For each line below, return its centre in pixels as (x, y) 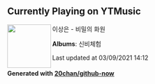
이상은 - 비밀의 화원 (79, 29)
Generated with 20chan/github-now (61, 74)
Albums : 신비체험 (76, 44)
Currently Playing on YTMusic (74, 11)
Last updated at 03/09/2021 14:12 (100, 58)
